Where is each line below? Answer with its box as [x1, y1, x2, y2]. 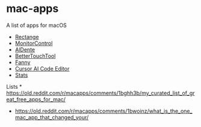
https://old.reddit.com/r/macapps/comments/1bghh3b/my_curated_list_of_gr [6, 89, 195, 96]
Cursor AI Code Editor [14, 65, 70, 72]
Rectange [14, 33, 39, 40]
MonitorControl [14, 40, 53, 47]
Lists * [6, 83, 22, 90]
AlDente [14, 46, 35, 53]
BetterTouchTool [14, 52, 56, 59]
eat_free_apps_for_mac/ [6, 95, 66, 103]
